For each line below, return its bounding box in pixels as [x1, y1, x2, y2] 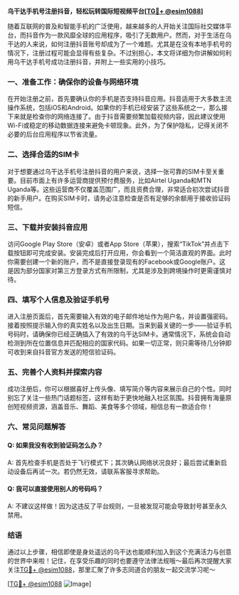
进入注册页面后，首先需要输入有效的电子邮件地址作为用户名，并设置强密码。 [7, 312, 232, 321]
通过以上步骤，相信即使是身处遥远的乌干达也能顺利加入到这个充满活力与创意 [7, 547, 232, 557]
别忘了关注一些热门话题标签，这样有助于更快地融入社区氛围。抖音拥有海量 [7, 394, 225, 402]
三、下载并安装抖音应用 [7, 222, 87, 232]
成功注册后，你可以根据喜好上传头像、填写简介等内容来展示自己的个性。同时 [7, 385, 232, 393]
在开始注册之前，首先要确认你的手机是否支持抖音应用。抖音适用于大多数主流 [7, 95, 232, 103]
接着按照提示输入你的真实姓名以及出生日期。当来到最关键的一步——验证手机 [7, 321, 232, 330]
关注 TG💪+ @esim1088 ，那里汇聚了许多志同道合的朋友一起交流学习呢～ [7, 565, 216, 574]
